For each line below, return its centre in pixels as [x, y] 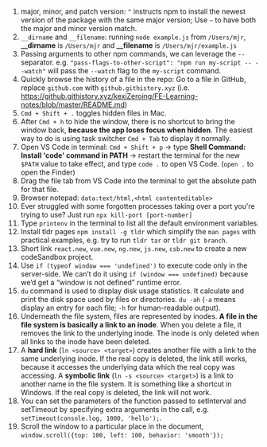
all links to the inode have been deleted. [86, 341]
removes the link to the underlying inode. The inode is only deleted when [140, 333]
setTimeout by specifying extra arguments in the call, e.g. [115, 409]
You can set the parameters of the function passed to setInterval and [133, 401]
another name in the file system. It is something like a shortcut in [126, 384]
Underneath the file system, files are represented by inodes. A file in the [139, 316]
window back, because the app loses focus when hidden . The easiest [137, 130]
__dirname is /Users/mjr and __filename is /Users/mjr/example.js [129, 45]
